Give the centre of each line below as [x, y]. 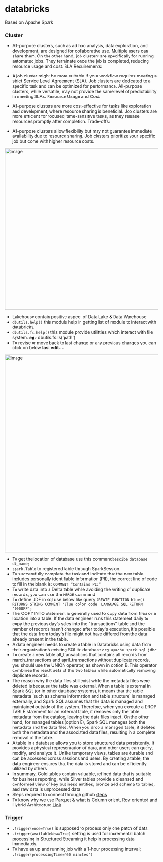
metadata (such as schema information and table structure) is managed [83, 696]
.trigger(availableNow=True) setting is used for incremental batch [79, 833]
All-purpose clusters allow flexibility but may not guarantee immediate [82, 131]
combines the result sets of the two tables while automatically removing [84, 670]
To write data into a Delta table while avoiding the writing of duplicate [81, 589]
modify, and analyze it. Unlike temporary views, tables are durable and [82, 753]
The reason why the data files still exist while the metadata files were [81, 681]
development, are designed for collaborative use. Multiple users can [80, 51]
